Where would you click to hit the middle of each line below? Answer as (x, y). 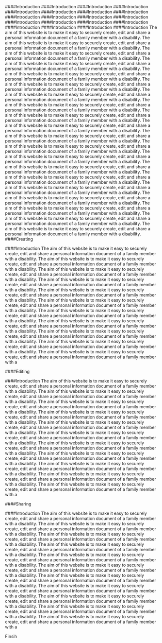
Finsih (11, 636)
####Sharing (18, 504)
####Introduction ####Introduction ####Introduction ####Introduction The (81, 27)
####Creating (19, 239)
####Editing (17, 371)
